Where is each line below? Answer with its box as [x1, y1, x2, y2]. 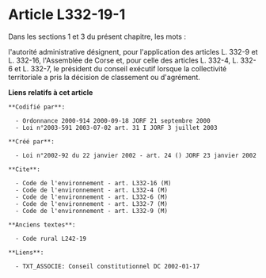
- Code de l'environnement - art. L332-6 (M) [15, 192, 169, 201]
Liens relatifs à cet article [8, 87, 93, 97]
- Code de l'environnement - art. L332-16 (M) [15, 179, 172, 187]
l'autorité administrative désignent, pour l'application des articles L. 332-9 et [8, 47, 258, 56]
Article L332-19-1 [8, 6, 126, 24]
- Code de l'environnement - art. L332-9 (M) [15, 207, 169, 215]
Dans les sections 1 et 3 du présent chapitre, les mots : [8, 32, 186, 41]
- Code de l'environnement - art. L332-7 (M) [15, 200, 169, 208]
